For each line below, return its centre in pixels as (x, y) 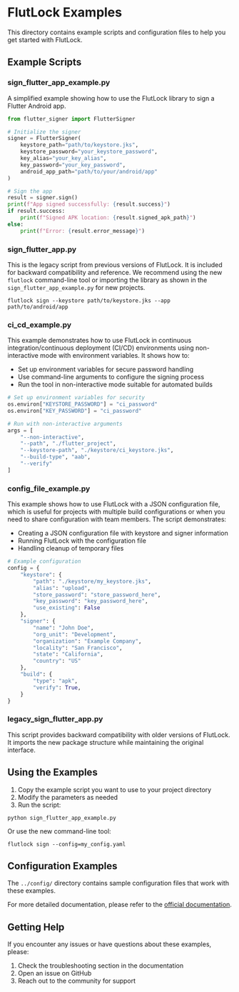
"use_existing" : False (67, 608)
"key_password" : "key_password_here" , (91, 601)
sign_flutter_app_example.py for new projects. (76, 287)
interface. (21, 750)
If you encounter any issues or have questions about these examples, (110, 944)
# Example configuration (44, 561)
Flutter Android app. (37, 106)
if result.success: (36, 211)
